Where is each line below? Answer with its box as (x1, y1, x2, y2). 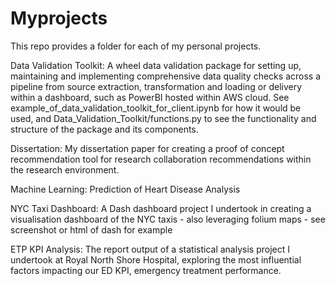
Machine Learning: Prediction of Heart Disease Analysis (10, 183, 241, 195)
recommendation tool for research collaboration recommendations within (10, 153, 312, 165)
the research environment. (10, 163, 120, 176)
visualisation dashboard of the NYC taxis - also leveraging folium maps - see (10, 213, 326, 225)
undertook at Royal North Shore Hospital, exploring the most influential (10, 253, 302, 266)
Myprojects (10, 7, 108, 30)
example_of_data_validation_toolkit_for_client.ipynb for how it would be (10, 102, 302, 114)
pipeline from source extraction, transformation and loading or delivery (10, 80, 303, 92)
